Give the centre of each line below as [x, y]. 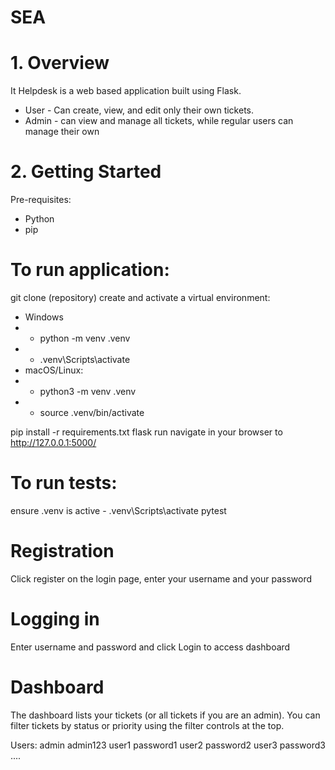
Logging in [55, 619]
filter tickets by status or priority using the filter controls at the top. [147, 725]
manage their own [62, 132]
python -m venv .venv [85, 338]
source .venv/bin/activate [92, 412]
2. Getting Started [86, 172]
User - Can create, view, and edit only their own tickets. [139, 110]
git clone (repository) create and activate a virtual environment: [140, 297]
